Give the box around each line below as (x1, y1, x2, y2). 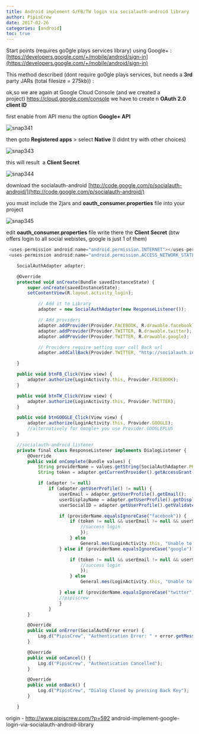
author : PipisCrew (6, 14, 52, 20)
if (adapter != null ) (37, 480, 92, 486)
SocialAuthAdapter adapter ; (17, 263, 86, 269)
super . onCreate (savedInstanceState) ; (27, 285, 120, 291)
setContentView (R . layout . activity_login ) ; (27, 290, 134, 296)
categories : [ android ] (6, 25, 62, 31)
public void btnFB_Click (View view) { (17, 371, 113, 377)
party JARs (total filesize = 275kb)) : (6, 78, 94, 85)
